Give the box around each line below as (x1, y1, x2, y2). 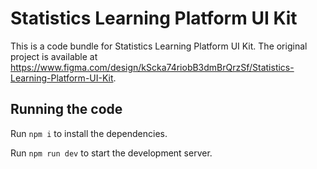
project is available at (10, 50, 98, 62)
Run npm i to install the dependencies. (10, 127, 168, 139)
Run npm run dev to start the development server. (10, 147, 213, 159)
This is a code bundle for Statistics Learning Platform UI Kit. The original (10, 40, 308, 52)
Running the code (10, 101, 123, 118)
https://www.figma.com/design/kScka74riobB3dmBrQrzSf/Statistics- (10, 61, 295, 73)
